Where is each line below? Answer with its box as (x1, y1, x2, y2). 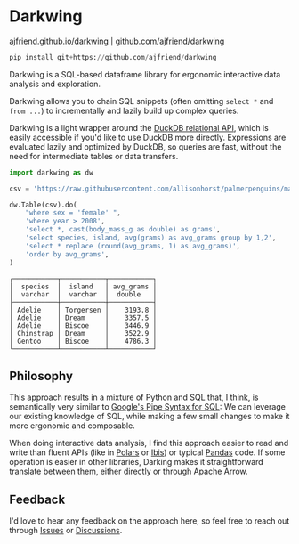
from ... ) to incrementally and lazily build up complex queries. (9, 105, 239, 116)
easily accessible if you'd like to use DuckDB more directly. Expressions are (9, 132, 287, 142)
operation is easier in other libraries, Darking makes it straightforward (9, 457, 264, 467)
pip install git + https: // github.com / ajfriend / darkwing (9, 53, 217, 61)
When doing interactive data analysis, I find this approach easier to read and (9, 438, 289, 449)
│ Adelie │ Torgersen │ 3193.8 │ (9, 305, 158, 314)
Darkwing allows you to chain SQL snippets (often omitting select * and (9, 95, 274, 106)
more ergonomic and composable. (9, 420, 135, 431)
